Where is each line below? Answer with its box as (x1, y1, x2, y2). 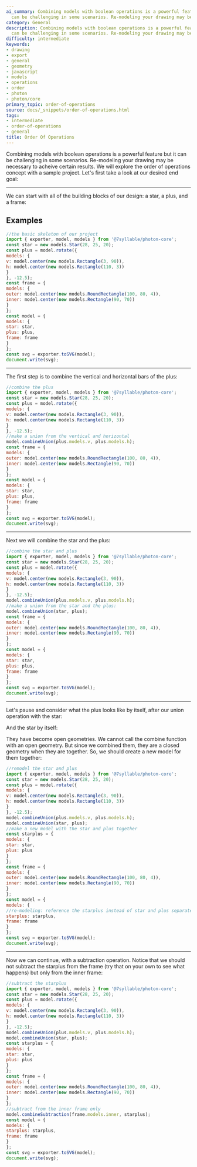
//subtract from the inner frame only (6, 1106, 101, 1112)
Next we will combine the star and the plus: (6, 537, 111, 544)
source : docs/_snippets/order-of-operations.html (6, 107, 130, 113)
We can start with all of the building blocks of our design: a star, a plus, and (6, 192, 188, 199)
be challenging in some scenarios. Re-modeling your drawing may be (6, 156, 174, 163)
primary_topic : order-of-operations (6, 101, 96, 108)
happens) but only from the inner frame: (6, 969, 103, 976)
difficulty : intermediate (6, 36, 69, 42)
